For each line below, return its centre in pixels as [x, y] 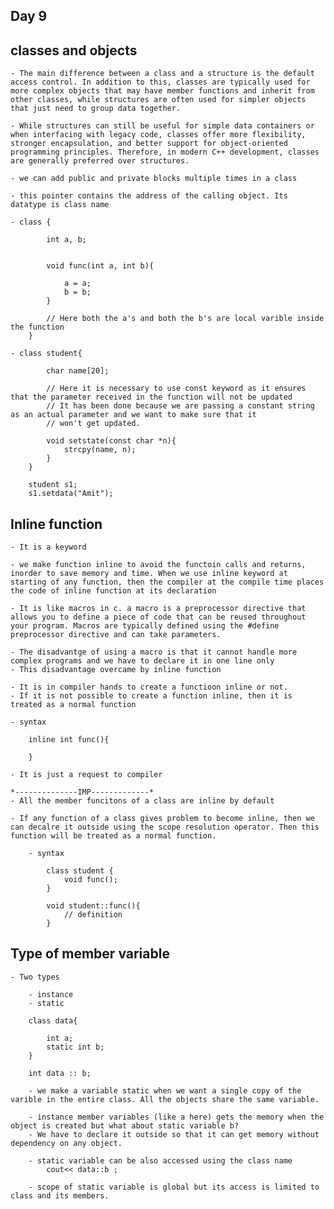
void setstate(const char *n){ [111, 441]
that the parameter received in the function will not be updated [151, 397]
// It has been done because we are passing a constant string [180, 406]
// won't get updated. [93, 424]
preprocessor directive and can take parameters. [116, 635]
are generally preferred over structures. [100, 161]
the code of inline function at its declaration [113, 591]
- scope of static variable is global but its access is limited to [174, 1187]
